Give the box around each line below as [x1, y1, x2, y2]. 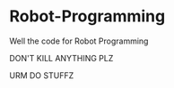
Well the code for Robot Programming [9, 36, 149, 46]
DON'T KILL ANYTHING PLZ [9, 52, 114, 63]
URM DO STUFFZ [9, 69, 74, 81]
